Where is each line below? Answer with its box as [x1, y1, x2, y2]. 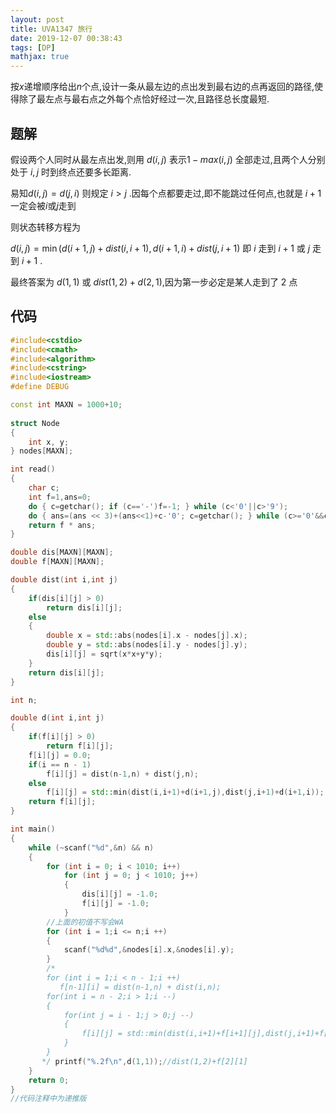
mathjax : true [10, 52, 70, 62]
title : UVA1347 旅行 [10, 24, 93, 34]
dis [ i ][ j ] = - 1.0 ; [81, 889, 159, 900]
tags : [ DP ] [10, 42, 56, 53]
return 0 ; [28, 1075, 70, 1085]
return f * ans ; [28, 520, 97, 530]
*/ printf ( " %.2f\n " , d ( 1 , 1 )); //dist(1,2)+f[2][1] [41, 1056, 248, 1066]
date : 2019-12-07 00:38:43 [10, 33, 123, 43]
